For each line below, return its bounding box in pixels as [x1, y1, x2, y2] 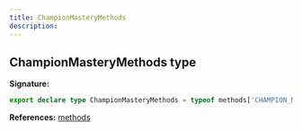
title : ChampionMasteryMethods [9, 13, 127, 22]
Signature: [9, 78, 49, 90]
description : [9, 22, 58, 31]
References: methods [9, 112, 92, 123]
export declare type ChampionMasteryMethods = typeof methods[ [9, 96, 252, 105]
